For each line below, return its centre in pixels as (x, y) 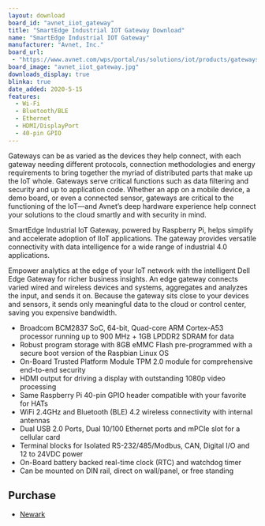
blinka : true (30, 81)
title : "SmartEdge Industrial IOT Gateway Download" (97, 30)
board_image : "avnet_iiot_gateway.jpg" (74, 67)
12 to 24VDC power (51, 454)
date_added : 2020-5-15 (45, 89)
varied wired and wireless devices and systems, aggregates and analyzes (128, 287)
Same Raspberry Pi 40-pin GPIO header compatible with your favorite (133, 395)
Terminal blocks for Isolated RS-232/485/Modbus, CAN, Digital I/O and (134, 445)
